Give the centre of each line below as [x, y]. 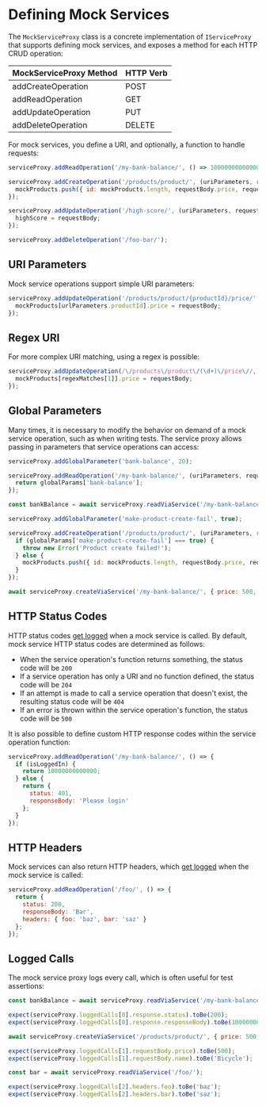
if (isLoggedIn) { [46, 764]
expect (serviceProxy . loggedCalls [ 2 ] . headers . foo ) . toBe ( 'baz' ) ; [115, 1087]
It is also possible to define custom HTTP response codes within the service [132, 733]
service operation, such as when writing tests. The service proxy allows [125, 438]
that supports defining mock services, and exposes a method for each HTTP [133, 44]
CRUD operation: [36, 53]
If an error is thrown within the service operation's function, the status [133, 710]
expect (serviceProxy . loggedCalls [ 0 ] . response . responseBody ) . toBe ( [120, 1022]
